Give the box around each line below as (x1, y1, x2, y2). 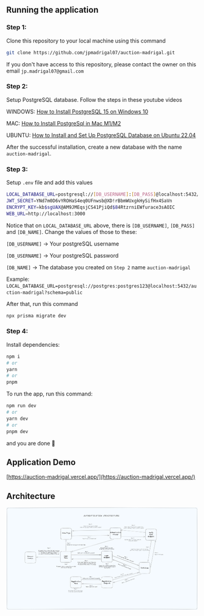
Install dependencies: (6, 341, 60, 348)
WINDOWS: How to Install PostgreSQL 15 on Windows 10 (6, 108, 149, 115)
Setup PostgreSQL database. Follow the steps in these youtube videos (6, 96, 182, 103)
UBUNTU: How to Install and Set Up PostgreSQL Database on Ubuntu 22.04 (6, 131, 196, 139)
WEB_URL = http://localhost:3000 (6, 210, 86, 217)
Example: (6, 275, 30, 283)
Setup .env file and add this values (6, 179, 93, 186)
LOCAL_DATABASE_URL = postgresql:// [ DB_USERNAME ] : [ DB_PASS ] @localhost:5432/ (6, 191, 200, 197)
